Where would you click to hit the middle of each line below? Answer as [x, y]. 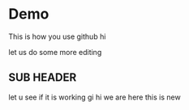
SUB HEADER [43, 78]
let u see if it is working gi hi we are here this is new [94, 97]
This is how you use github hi [57, 36]
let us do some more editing [55, 52]
